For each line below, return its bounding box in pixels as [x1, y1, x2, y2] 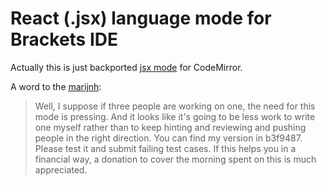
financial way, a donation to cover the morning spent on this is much [34, 153, 317, 165]
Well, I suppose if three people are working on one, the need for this [34, 100, 316, 112]
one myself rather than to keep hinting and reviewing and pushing [34, 121, 307, 133]
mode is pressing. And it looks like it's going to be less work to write [34, 110, 316, 122]
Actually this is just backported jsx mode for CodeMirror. [10, 61, 243, 73]
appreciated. [34, 163, 88, 176]
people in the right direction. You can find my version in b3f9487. [34, 132, 303, 144]
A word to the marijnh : [10, 80, 102, 92]
